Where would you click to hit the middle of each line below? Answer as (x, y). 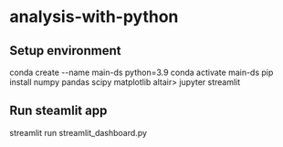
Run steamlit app (58, 111)
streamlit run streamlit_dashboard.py (79, 132)
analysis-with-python (94, 17)
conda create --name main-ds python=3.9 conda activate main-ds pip (141, 72)
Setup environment (65, 51)
